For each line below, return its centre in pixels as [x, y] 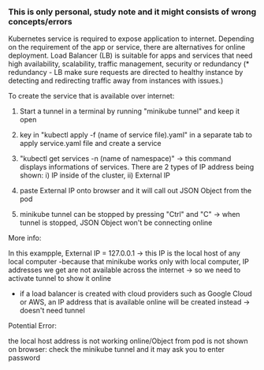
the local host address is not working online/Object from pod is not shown [128, 341]
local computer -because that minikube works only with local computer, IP [129, 262]
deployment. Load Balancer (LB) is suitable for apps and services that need [130, 56]
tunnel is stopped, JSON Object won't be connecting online [116, 222]
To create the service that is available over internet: [91, 96]
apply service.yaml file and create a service [90, 144]
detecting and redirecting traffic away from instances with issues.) [116, 80]
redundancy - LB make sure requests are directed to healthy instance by [126, 73]
